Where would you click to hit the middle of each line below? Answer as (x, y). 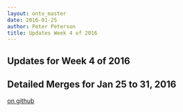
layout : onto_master (37, 13)
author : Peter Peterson (42, 26)
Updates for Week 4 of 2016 (69, 60)
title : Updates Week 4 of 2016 (52, 33)
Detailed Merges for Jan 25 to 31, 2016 (92, 85)
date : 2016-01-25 (32, 20)
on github (21, 101)
